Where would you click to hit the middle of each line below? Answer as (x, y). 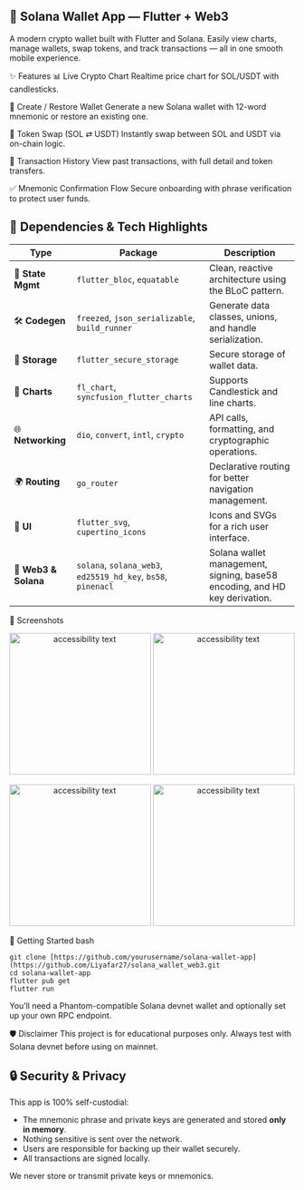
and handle (233, 327)
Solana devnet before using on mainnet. (84, 1046)
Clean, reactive (241, 268)
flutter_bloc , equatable (128, 279)
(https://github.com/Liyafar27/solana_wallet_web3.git (115, 965)
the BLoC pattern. (247, 290)
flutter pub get (40, 980)
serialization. (237, 339)
